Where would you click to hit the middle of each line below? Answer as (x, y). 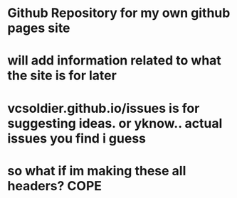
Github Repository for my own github (119, 13)
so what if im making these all (97, 171)
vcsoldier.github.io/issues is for (104, 108)
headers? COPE (54, 186)
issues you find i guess (77, 138)
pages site (39, 28)
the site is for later (62, 76)
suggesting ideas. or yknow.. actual (115, 123)
